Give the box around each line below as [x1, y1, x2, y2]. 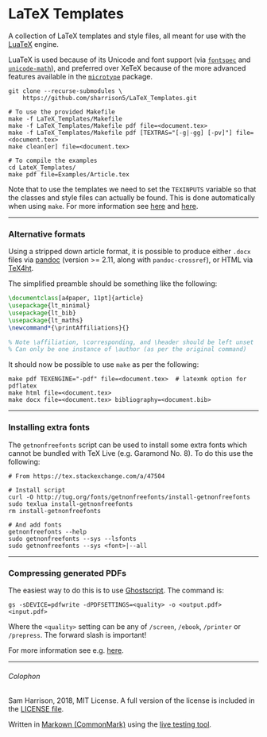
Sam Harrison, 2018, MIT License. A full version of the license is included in [8, 696, 255, 705]
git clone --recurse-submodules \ [8, 87, 123, 95]
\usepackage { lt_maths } [8, 316, 83, 324]
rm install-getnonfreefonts [8, 507, 102, 515]
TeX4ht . [8, 264, 34, 273]
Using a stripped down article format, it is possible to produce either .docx [8, 247, 252, 257]
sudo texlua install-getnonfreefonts [8, 500, 133, 508]
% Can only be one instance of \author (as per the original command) [8, 345, 247, 353]
